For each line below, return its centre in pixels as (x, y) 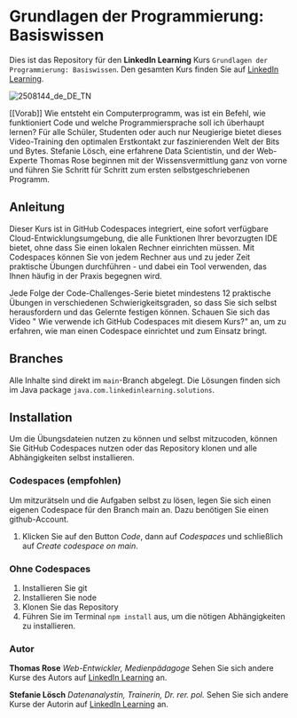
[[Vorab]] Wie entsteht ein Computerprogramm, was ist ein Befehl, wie (137, 113)
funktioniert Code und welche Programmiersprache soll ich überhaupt (137, 123)
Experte (23, 160)
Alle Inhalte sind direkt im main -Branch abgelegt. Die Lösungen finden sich (145, 380)
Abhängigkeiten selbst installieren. (72, 458)
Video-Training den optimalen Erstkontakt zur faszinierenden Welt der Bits (145, 141)
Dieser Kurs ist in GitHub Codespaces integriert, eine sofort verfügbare (139, 228)
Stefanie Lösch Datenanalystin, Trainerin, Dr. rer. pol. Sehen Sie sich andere (149, 695)
